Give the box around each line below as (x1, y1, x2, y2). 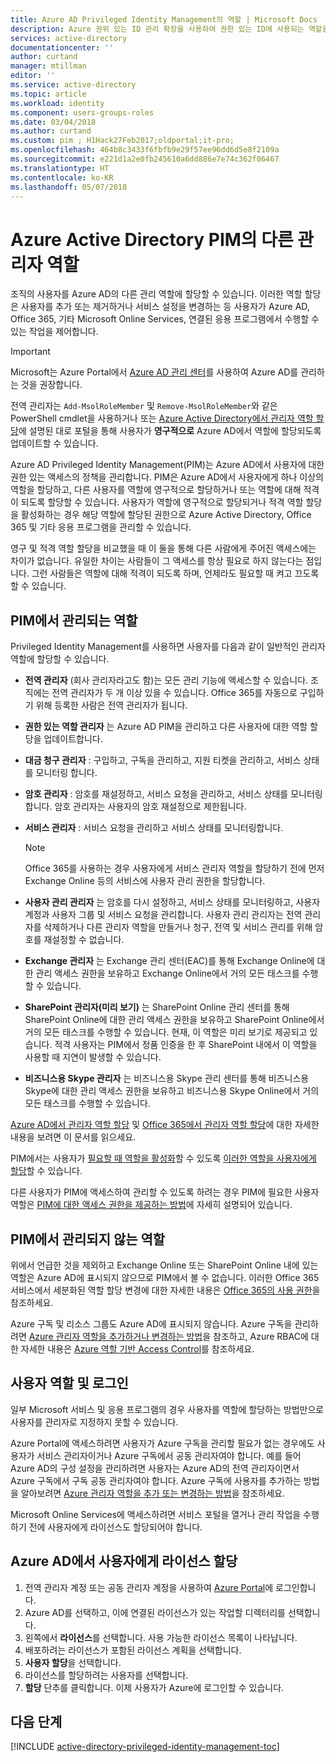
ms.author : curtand (10, 126, 92, 136)
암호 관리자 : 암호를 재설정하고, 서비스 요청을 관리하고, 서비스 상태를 (24, 788, 289, 800)
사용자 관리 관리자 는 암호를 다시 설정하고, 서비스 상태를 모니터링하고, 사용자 (24, 896, 321, 908)
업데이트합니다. (43, 733, 103, 745)
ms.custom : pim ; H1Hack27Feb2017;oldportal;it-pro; (10, 136, 235, 146)
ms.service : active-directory (10, 80, 137, 90)
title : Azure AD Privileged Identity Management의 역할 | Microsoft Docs (10, 14, 318, 25)
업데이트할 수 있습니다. (10, 437, 99, 450)
